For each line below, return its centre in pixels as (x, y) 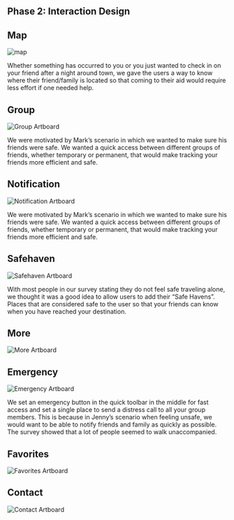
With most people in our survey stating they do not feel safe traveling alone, (116, 289)
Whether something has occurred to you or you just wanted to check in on (114, 66)
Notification (34, 184)
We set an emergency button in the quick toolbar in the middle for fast (108, 402)
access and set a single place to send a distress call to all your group (107, 410)
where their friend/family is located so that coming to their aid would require (117, 80)
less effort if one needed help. (51, 88)
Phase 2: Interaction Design (69, 12)
